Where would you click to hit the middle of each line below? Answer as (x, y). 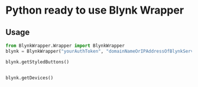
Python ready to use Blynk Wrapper (95, 10)
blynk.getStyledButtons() (37, 62)
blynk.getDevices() (30, 78)
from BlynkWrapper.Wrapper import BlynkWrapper (65, 46)
